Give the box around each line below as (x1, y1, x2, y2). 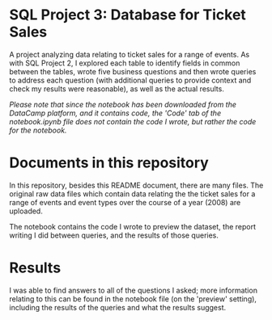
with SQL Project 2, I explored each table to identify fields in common (9, 58, 240, 68)
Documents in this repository (9, 154, 209, 172)
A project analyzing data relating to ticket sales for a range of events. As (9, 49, 250, 59)
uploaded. (9, 206, 43, 216)
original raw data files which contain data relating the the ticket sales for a (9, 188, 256, 199)
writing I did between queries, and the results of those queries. (9, 230, 219, 240)
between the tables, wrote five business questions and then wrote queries (9, 66, 257, 76)
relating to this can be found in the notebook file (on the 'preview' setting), (9, 293, 257, 304)
